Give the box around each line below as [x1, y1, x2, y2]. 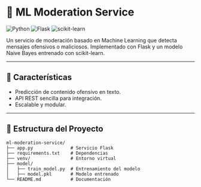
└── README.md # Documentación [6, 176, 111, 182]
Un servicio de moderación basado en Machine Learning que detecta [6, 36, 178, 44]
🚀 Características [6, 72, 72, 82]
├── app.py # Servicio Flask [6, 145, 114, 151]
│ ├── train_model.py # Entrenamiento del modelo [6, 165, 141, 172]
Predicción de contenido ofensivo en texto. [14, 88, 121, 95]
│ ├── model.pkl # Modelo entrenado [6, 171, 119, 177]
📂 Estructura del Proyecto [6, 124, 103, 134]
